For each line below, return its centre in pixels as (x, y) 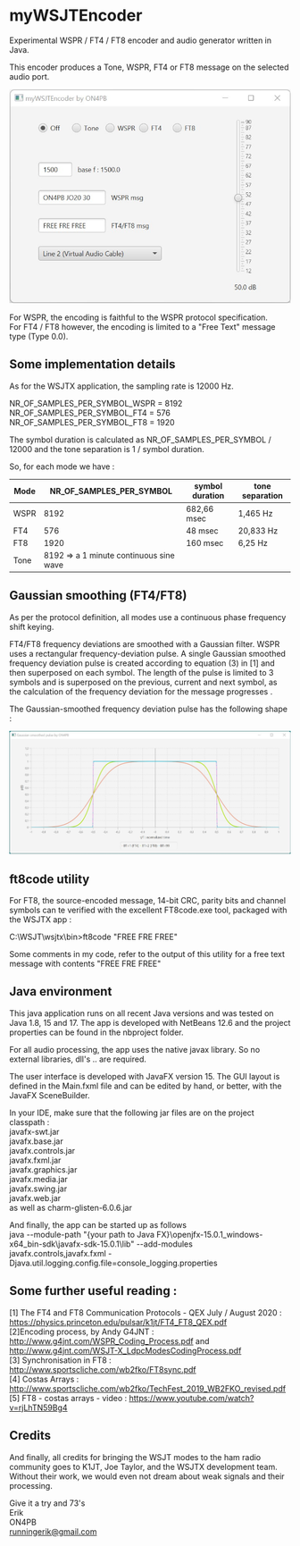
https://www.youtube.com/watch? (192, 1398)
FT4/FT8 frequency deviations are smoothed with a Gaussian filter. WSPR (145, 643)
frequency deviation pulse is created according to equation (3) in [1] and (142, 663)
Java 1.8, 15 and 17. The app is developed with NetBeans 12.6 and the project (150, 1022)
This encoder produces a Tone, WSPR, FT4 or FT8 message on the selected (149, 67)
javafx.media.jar (39, 1179)
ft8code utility (50, 879)
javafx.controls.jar (42, 1150)
